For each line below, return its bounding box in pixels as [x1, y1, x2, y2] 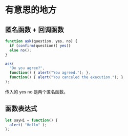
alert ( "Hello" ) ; [9, 122, 47, 127]
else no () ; [9, 47, 32, 53]
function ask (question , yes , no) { [5, 39, 78, 44]
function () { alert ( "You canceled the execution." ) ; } [9, 75, 124, 80]
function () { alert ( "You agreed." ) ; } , [9, 70, 91, 75]
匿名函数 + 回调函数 [5, 25, 64, 34]
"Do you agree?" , [9, 66, 45, 71]
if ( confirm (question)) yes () [9, 43, 71, 48]
